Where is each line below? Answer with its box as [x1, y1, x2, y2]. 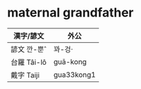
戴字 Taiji [10, 70, 40, 80]
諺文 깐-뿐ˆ [10, 44, 47, 54]
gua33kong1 [53, 70, 96, 79]
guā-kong [53, 57, 87, 66]
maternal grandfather [7, 5, 134, 21]
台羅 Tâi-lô [10, 57, 47, 67]
